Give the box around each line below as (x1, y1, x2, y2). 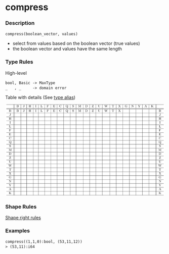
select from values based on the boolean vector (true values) (12, 40, 140, 46)
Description (5, 20, 35, 27)
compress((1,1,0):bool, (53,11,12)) (5, 239, 82, 244)
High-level (5, 70, 27, 76)
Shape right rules (5, 215, 41, 221)
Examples (5, 227, 30, 234)
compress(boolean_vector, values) (5, 32, 78, 37)
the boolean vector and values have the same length (12, 46, 122, 52)
